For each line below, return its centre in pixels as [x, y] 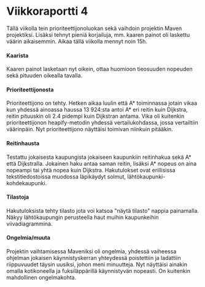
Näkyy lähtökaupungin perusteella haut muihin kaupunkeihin [83, 217]
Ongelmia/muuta [29, 238]
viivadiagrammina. [29, 224]
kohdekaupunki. [27, 183]
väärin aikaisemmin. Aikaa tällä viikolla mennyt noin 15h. [77, 41]
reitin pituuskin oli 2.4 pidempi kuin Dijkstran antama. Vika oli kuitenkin [95, 116]
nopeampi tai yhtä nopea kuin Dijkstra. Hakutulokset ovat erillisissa [91, 170]
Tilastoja [18, 197]
